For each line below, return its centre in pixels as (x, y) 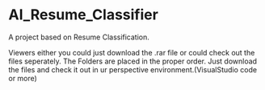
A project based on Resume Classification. (79, 37)
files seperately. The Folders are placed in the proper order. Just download (132, 61)
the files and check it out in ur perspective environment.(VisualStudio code (132, 69)
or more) (23, 78)
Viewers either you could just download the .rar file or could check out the (132, 52)
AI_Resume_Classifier (84, 15)
